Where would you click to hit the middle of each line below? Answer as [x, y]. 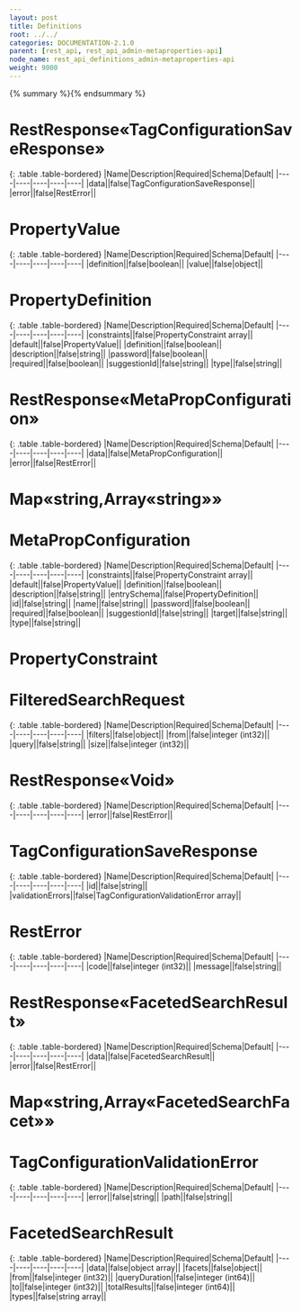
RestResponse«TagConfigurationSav [151, 130]
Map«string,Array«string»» [116, 499]
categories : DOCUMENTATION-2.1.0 [72, 43]
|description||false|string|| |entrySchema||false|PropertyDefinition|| [134, 594]
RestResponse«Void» [92, 781]
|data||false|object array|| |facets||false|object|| [174, 1267]
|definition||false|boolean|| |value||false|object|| [174, 264]
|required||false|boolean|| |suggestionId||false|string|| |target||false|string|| [149, 613]
